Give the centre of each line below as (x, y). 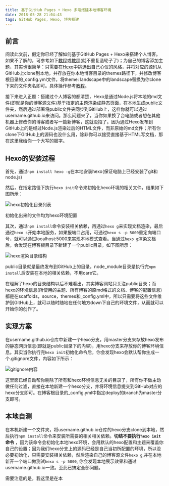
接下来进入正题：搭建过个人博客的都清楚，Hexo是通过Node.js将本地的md (81, 97)
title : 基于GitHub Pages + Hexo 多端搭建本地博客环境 (58, 10)
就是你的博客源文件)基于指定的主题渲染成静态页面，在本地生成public (87, 103)
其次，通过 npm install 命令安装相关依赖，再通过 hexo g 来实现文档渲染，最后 (84, 226)
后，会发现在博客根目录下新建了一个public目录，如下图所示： (69, 245)
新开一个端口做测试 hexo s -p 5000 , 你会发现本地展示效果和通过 (71, 461)
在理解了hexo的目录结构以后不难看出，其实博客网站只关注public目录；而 (81, 283)
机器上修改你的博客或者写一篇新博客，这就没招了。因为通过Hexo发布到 (79, 122)
